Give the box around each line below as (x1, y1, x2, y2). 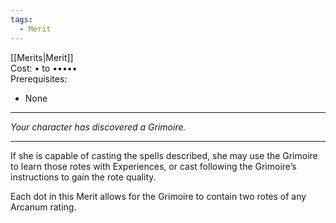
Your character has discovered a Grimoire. (10, 121, 187, 133)
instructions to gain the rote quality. (10, 171, 157, 183)
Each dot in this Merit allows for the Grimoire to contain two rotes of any (10, 190, 307, 202)
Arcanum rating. (10, 201, 77, 213)
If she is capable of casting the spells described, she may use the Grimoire (10, 149, 318, 161)
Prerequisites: (10, 72, 68, 85)
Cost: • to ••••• (10, 62, 78, 74)
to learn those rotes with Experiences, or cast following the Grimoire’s (10, 160, 297, 172)
